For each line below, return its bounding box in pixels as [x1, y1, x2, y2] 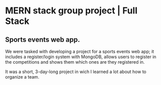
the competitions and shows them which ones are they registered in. [5, 59, 145, 65]
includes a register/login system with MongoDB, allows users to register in [5, 54, 157, 60]
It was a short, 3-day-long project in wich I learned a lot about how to [5, 69, 147, 75]
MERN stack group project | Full [5, 5, 138, 16]
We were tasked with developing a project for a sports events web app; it [5, 49, 155, 54]
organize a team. [5, 74, 40, 80]
